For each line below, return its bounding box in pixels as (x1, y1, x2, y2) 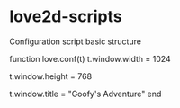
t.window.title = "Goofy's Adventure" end (9, 88, 162, 99)
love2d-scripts (9, 6, 123, 27)
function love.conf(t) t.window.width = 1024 (9, 53, 171, 64)
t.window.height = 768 (9, 70, 93, 82)
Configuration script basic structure (9, 36, 142, 47)
